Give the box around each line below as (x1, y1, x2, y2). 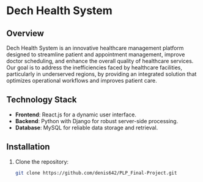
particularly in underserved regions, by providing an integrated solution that (6, 70, 197, 77)
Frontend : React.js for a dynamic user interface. (15, 111, 136, 118)
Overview (6, 28, 45, 39)
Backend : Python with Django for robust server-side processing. (15, 117, 179, 124)
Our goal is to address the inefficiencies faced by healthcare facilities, (6, 64, 182, 71)
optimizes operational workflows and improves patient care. (6, 77, 157, 84)
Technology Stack (6, 94, 77, 105)
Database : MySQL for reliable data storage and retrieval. (15, 124, 158, 131)
